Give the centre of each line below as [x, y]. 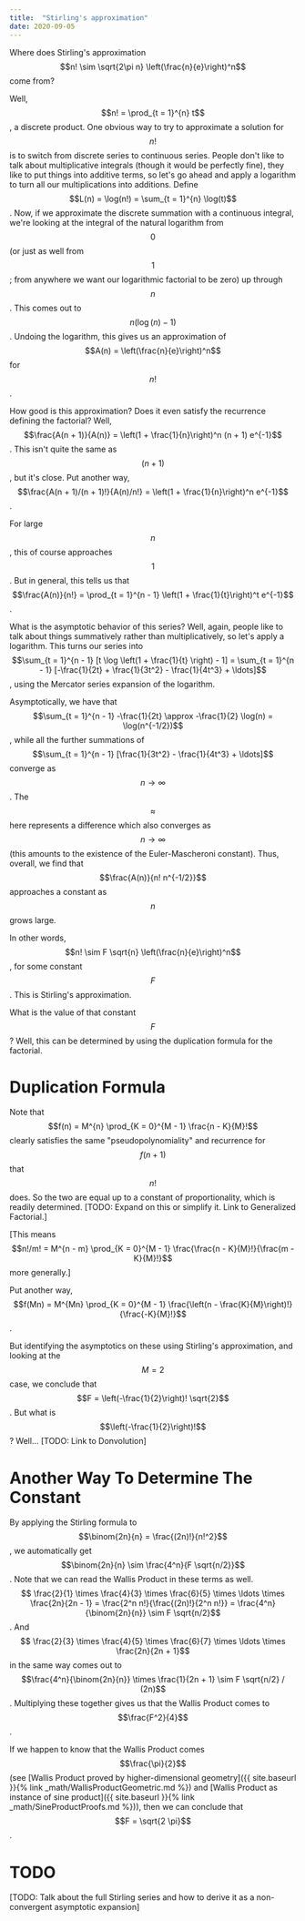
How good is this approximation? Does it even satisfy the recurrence [138, 411]
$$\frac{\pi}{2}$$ [153, 1763]
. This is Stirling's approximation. [71, 994]
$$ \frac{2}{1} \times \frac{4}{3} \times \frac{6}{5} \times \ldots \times [153, 1593]
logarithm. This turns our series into [76, 645]
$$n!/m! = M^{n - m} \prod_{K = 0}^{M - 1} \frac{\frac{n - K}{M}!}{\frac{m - [153, 1249]
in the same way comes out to [66, 1665]
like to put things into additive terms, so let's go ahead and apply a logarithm [153, 175]
